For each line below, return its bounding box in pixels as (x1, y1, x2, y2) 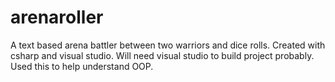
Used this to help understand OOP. (10, 60, 154, 72)
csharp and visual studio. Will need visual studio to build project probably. (10, 49, 315, 61)
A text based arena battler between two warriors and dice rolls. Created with (10, 39, 326, 51)
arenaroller (10, 6, 104, 29)
